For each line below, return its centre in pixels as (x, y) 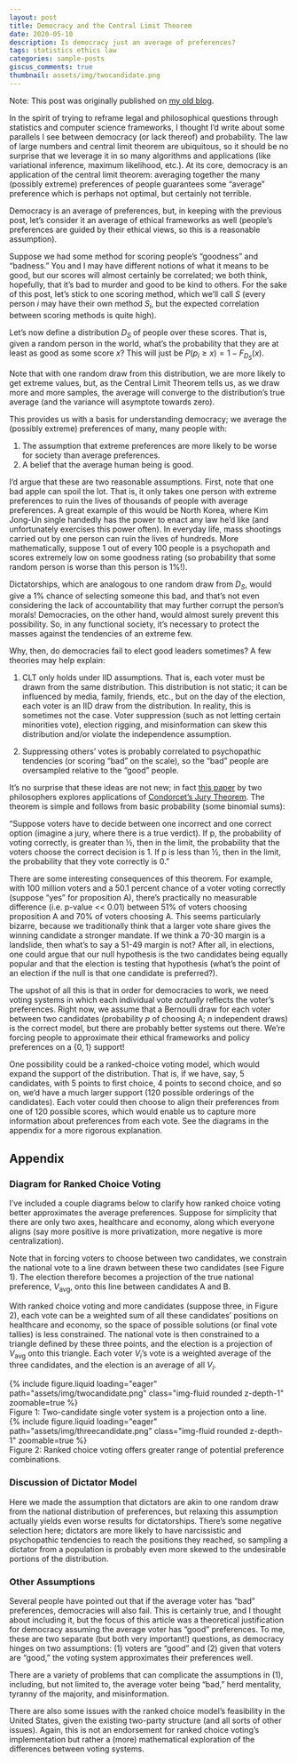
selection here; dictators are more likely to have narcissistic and (125, 1530)
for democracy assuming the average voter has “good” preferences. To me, (147, 1629)
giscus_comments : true (51, 68)
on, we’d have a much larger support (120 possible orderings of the (132, 1093)
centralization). (37, 1240)
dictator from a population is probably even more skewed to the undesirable (148, 1549)
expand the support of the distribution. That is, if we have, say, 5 (127, 1074)
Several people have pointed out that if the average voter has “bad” (132, 1600)
